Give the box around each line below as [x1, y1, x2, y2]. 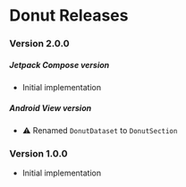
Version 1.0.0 [9, 147, 68, 159]
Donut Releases [9, 5, 129, 26]
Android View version [9, 102, 92, 113]
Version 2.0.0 [9, 38, 70, 50]
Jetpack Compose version [9, 59, 110, 70]
